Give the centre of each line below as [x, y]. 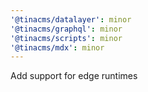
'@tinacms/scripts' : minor [66, 38]
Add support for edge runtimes [74, 76]
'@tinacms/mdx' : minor [57, 47]
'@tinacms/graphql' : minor [66, 29]
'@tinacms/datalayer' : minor [71, 19]
